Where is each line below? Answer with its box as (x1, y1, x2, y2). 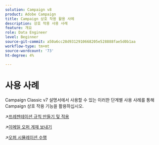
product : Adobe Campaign (5, 12, 56, 17)
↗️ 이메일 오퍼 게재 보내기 (5, 124, 52, 130)
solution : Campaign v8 (5, 7, 52, 12)
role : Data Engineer (5, 30, 48, 35)
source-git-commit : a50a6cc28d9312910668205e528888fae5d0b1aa (5, 39, 136, 44)
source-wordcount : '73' (5, 48, 54, 53)
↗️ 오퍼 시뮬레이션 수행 (5, 135, 47, 141)
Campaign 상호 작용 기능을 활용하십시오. (5, 103, 84, 109)
